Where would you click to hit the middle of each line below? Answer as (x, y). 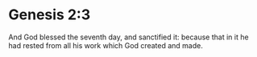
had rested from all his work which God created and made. (106, 45)
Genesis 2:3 (50, 15)
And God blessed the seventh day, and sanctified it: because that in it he (128, 37)
